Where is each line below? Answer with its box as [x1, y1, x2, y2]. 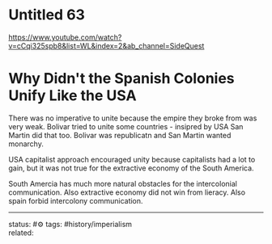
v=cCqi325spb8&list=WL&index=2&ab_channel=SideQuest [8, 40, 205, 50]
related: [8, 228, 34, 238]
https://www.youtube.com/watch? [8, 32, 122, 42]
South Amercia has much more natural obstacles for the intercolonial [8, 179, 237, 188]
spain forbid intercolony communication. [8, 196, 143, 205]
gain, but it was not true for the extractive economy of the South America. [8, 163, 254, 173]
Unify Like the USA [8, 86, 137, 105]
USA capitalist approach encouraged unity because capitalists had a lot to [8, 154, 256, 164]
